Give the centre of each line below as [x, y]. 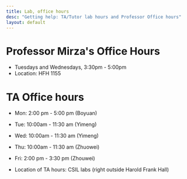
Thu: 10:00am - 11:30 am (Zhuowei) [57, 147]
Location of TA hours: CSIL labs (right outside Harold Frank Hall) [92, 170]
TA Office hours [45, 97]
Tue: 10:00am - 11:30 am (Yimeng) [56, 124]
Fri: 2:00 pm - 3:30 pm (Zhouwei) [55, 159]
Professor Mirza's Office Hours [83, 51]
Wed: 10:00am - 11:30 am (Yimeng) [57, 136]
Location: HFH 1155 [38, 73]
